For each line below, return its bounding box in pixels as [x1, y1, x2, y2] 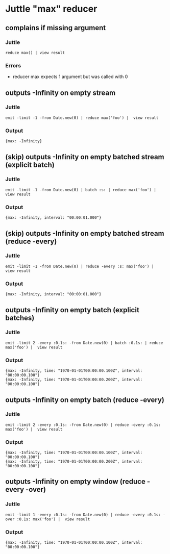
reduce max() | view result [5, 50, 65, 55]
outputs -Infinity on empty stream [5, 88, 116, 97]
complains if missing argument [5, 23, 106, 32]
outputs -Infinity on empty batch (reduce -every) [5, 395, 165, 404]
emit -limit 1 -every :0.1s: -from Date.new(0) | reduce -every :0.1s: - [5, 512, 166, 517]
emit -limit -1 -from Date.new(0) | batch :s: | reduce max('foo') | [5, 187, 157, 192]
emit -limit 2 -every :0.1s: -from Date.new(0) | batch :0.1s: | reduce [5, 340, 163, 345]
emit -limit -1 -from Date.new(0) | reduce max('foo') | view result [5, 115, 159, 120]
